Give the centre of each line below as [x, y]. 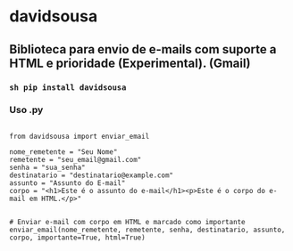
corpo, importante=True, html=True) [77, 238]
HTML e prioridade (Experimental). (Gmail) [130, 63]
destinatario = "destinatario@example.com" [92, 175]
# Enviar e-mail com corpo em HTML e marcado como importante [127, 222]
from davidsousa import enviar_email [80, 136]
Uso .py [26, 110]
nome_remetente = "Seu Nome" [63, 152]
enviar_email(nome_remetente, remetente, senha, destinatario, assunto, [147, 230]
